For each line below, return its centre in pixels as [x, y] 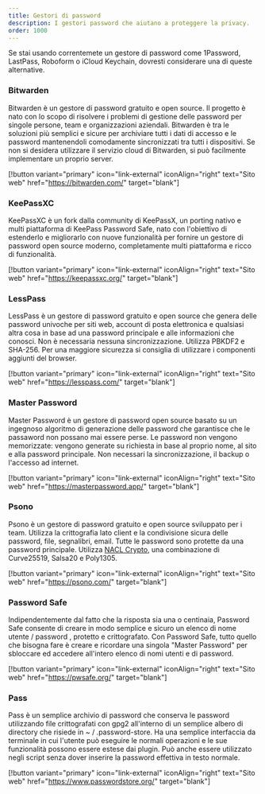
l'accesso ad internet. [44, 462]
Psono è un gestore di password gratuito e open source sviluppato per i [125, 524]
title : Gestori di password [55, 16]
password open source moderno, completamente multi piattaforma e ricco [130, 245]
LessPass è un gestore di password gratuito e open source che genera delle [133, 316]
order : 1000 [28, 30]
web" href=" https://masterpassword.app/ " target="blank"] [104, 486]
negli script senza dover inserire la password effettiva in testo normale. [124, 757]
